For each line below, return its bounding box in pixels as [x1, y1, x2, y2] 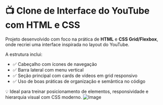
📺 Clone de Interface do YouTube [5, 5, 150, 17]
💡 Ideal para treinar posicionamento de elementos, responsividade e [5, 88, 149, 94]
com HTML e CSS [5, 19, 80, 31]
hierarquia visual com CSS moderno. [5, 94, 83, 100]
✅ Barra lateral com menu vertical [12, 66, 84, 73]
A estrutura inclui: [5, 51, 42, 57]
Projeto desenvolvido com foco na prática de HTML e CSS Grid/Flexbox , [5, 36, 158, 42]
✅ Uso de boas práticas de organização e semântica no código [12, 78, 146, 84]
